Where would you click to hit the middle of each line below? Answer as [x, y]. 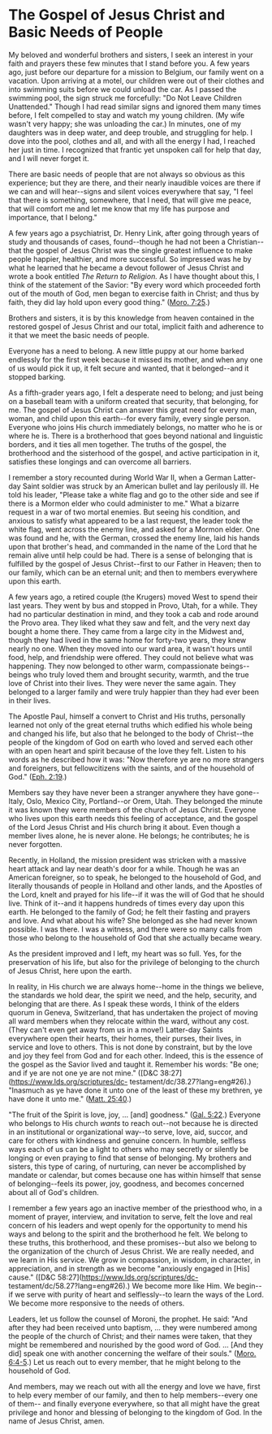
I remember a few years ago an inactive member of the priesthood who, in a [135, 1208]
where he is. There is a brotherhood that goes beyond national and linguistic [136, 436]
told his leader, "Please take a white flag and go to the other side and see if [134, 494]
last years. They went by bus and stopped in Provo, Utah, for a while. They [133, 605]
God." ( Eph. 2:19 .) [38, 776]
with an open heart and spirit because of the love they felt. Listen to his [127, 750]
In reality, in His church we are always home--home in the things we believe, [136, 986]
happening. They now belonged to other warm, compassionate [114, 666]
